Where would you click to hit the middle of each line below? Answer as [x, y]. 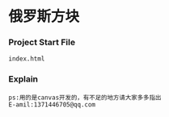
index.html [27, 59]
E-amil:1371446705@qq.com [52, 104]
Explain [23, 79]
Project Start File [42, 43]
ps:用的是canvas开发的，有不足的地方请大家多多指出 [85, 98]
